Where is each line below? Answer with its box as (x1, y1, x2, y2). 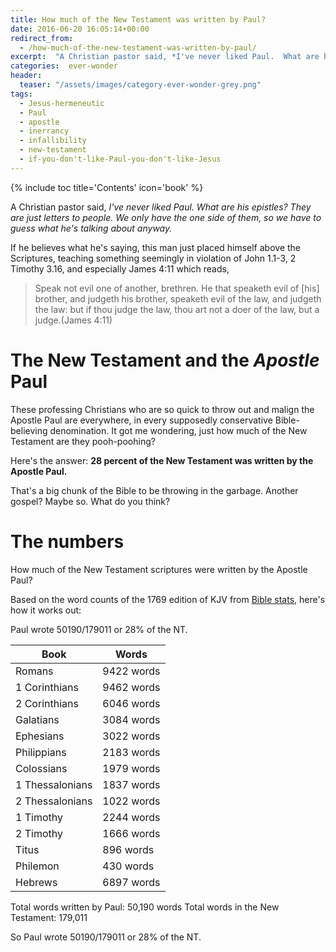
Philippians (15, 745, 67, 759)
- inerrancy (19, 126, 70, 136)
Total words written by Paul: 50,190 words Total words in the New (10, 901, 280, 913)
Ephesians (15, 729, 65, 743)
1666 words (102, 826, 161, 840)
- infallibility (19, 136, 87, 146)
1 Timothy (15, 810, 63, 824)
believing (10, 424, 48, 436)
